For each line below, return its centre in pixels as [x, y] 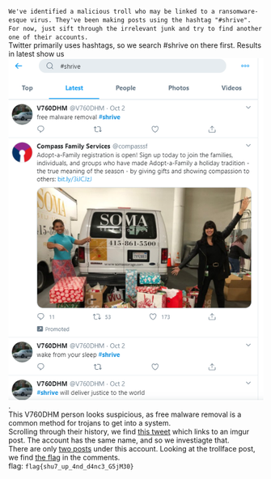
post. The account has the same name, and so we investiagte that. [119, 440]
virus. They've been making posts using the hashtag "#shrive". [140, 20]
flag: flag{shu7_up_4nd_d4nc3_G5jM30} [71, 466]
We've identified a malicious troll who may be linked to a [112, 11]
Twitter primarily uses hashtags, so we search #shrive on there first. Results [135, 45]
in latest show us [36, 54]
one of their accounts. [49, 37]
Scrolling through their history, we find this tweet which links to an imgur [129, 431]
